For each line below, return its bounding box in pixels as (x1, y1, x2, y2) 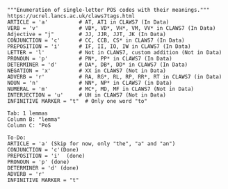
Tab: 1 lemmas (7, 110, 49, 117)
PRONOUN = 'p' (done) (7, 158, 70, 165)
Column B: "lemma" (7, 116, 60, 123)
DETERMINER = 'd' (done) (7, 165, 79, 172)
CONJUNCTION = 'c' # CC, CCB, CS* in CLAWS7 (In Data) (7, 37, 186, 44)
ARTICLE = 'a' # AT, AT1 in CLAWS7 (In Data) (7, 19, 170, 26)
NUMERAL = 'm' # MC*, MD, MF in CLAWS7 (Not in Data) (7, 85, 195, 92)
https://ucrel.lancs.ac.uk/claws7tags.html (7, 13, 136, 19)
